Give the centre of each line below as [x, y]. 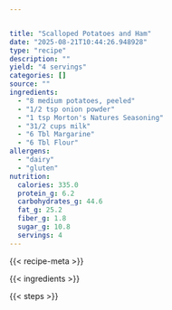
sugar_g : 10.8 [44, 227]
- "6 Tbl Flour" [48, 143]
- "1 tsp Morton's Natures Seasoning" [91, 117]
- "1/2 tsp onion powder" [67, 109]
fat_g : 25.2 [40, 210]
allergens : [30, 151]
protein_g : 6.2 [46, 193]
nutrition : [30, 176]
